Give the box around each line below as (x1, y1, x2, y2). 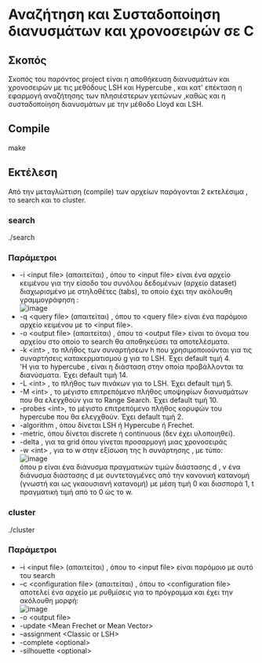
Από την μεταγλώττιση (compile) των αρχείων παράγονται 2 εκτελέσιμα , (8, 186, 249, 196)
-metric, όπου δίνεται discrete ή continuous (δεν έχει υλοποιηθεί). (19, 429, 235, 438)
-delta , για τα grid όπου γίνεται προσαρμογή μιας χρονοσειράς (19, 437, 227, 447)
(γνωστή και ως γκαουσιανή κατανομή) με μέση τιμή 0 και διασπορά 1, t (19, 479, 255, 488)
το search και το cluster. (8, 195, 86, 204)
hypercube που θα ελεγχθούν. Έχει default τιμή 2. (19, 412, 184, 422)
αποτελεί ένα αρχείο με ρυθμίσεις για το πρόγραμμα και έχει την (19, 587, 234, 597)
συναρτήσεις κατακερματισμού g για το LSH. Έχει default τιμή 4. (19, 354, 231, 363)
